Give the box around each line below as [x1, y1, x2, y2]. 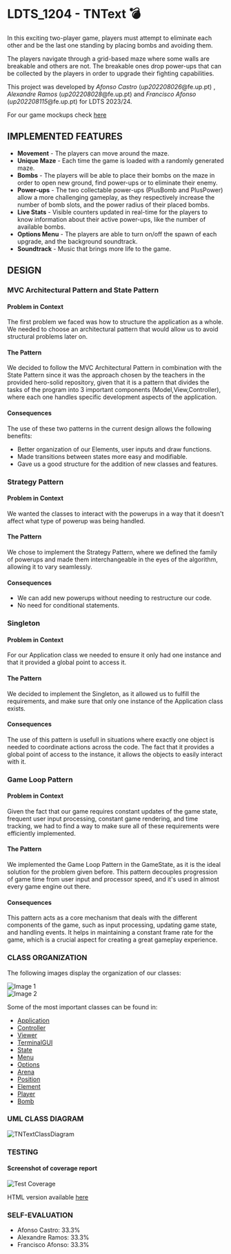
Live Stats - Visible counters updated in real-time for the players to [17, 207, 208, 216]
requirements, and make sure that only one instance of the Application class [7, 697, 223, 705]
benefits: [7, 431, 32, 440]
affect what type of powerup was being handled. [7, 516, 145, 525]
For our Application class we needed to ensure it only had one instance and [7, 651, 222, 659]
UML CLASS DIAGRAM [7, 1114, 84, 1124]
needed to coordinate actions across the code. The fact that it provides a [7, 742, 214, 751]
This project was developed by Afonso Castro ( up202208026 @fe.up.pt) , [7, 82, 216, 91]
